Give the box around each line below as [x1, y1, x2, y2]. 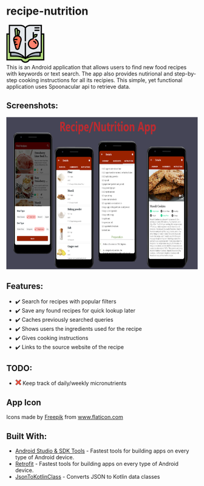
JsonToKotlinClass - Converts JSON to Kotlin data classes [15, 473, 160, 480]
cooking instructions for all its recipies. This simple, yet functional [18, 76, 183, 83]
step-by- [174, 70, 196, 77]
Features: [6, 281, 44, 291]
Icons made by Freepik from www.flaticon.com [6, 414, 123, 421]
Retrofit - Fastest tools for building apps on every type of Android [15, 460, 179, 467]
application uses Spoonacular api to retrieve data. [6, 83, 131, 90]
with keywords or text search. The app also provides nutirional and [6, 70, 173, 77]
